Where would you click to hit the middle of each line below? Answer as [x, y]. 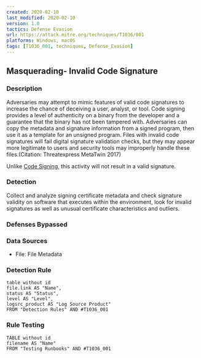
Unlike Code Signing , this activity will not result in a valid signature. [91, 166]
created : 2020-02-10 [33, 12]
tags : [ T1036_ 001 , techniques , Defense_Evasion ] [70, 47]
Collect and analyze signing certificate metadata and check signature [94, 195]
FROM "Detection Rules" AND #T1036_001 [57, 310]
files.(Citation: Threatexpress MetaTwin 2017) [64, 154]
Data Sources [27, 241]
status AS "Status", [33, 294]
